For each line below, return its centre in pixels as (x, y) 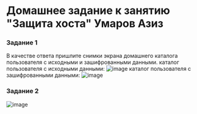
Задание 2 (23, 91)
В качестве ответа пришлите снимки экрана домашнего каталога (92, 56)
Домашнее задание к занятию (88, 11)
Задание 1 (22, 43)
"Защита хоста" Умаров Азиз (85, 23)
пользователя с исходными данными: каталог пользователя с (99, 69)
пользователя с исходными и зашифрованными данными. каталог (93, 62)
